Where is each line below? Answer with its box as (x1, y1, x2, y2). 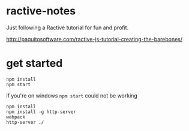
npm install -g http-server (6, 109, 77, 115)
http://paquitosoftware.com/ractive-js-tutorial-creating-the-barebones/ (6, 35, 183, 42)
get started (6, 57, 63, 70)
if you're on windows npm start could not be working (6, 92, 138, 99)
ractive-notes (6, 4, 76, 18)
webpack (6, 114, 26, 120)
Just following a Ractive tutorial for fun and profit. (6, 24, 129, 31)
